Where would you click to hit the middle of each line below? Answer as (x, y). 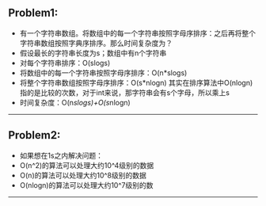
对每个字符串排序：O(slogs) (65, 63)
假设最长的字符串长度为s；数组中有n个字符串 (93, 53)
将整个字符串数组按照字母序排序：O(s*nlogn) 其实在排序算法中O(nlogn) (136, 82)
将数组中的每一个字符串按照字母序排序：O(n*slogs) (103, 72)
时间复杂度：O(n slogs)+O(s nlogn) (75, 102)
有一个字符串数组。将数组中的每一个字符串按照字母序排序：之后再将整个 (137, 33)
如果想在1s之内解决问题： (61, 155)
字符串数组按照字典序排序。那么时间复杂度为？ (96, 43)
